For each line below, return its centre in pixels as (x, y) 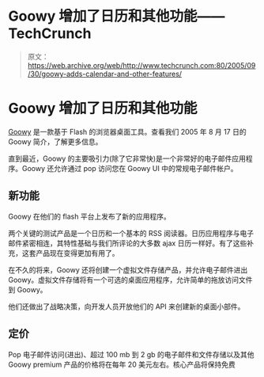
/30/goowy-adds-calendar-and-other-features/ (105, 74)
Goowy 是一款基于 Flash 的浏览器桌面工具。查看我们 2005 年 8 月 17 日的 (127, 131)
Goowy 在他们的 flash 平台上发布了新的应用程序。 (90, 216)
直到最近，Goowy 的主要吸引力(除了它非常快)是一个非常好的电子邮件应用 (127, 158)
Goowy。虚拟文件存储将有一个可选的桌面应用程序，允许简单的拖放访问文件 (130, 280)
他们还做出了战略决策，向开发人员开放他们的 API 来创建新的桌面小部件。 (126, 307)
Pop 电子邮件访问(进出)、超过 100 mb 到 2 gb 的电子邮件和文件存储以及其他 (131, 354)
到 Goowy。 (28, 289)
